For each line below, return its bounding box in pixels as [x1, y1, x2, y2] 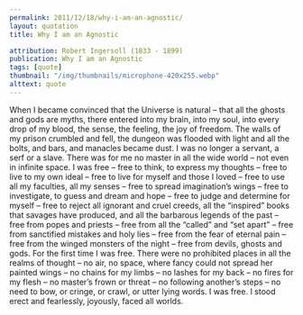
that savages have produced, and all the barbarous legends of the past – [9, 209, 280, 220]
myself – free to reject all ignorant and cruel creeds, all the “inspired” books [9, 200, 290, 211]
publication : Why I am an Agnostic [9, 55, 143, 64]
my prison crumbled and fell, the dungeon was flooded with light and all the [9, 132, 290, 144]
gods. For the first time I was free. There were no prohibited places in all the [9, 247, 291, 258]
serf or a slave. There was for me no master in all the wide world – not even [9, 152, 289, 163]
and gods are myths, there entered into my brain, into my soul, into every [9, 113, 280, 124]
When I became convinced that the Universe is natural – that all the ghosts [9, 104, 286, 115]
